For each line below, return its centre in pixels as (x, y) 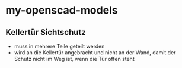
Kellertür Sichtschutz (46, 32)
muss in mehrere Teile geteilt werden (59, 46)
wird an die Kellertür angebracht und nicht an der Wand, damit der (95, 53)
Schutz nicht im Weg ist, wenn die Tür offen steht (74, 59)
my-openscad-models (62, 10)
